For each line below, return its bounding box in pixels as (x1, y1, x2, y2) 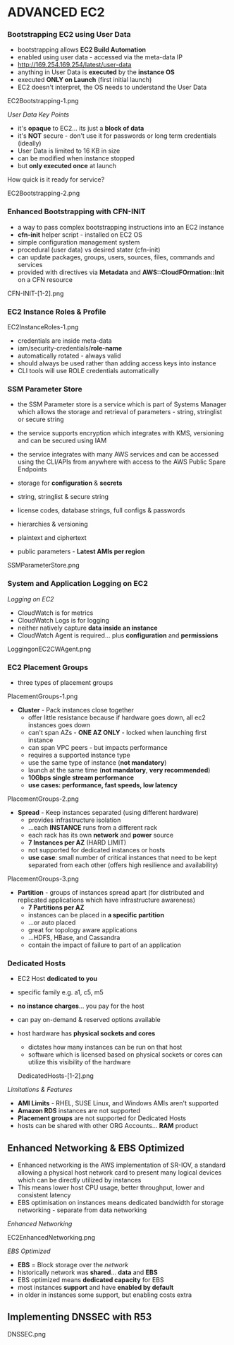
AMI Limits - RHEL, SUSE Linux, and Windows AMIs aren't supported (17, 1099, 218, 1108)
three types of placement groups (17, 678, 113, 686)
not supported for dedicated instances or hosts (27, 845, 166, 854)
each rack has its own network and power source (27, 830, 174, 839)
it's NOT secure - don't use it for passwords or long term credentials (17, 131, 217, 140)
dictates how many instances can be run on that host (27, 1043, 183, 1052)
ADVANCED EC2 (7, 4, 105, 20)
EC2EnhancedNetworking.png (7, 1233, 95, 1242)
